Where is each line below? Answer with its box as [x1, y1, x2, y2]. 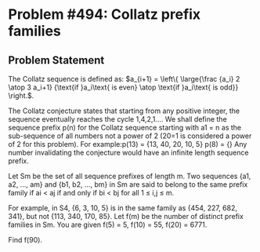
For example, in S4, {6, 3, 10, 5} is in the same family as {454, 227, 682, [8, 203, 237, 213]
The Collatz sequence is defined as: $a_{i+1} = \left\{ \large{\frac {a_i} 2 [8, 75, 240, 83]
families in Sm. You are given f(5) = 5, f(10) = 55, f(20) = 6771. [8, 220, 208, 229]
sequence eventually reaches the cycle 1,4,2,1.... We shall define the [8, 115, 227, 123]
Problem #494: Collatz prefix [8, 5, 201, 24]
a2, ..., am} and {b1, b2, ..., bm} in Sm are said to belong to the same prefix [8, 180, 248, 189]
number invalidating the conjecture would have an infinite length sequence [8, 148, 249, 157]
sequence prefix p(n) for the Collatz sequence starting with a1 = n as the [8, 123, 241, 132]
